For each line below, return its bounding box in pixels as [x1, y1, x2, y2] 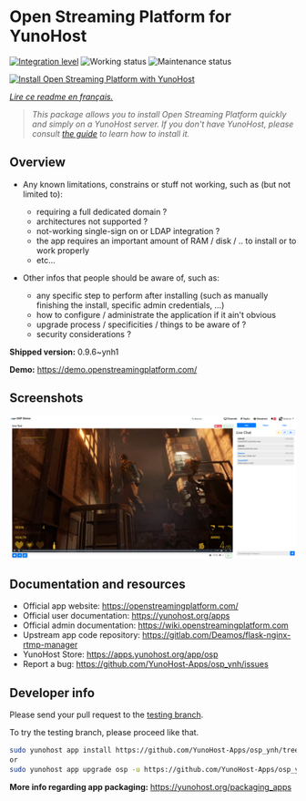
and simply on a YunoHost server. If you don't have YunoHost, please [31, 118, 294, 129]
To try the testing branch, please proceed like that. [9, 727, 199, 738]
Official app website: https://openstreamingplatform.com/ [22, 601, 239, 611]
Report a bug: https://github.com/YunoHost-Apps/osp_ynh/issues [22, 659, 269, 670]
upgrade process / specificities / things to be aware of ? [36, 319, 247, 330]
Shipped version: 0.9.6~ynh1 [9, 346, 119, 357]
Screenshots [9, 390, 84, 406]
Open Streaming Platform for [9, 6, 232, 27]
